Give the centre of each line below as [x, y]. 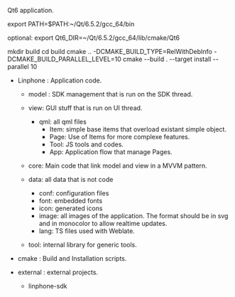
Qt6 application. [31, 10]
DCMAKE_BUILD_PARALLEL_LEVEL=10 [65, 59]
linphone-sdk [48, 286]
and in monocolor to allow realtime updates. [103, 223]
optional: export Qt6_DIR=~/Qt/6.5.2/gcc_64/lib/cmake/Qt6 [94, 38]
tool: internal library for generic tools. [82, 245]
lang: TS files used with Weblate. [87, 231]
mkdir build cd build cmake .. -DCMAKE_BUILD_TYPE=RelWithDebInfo [110, 52]
